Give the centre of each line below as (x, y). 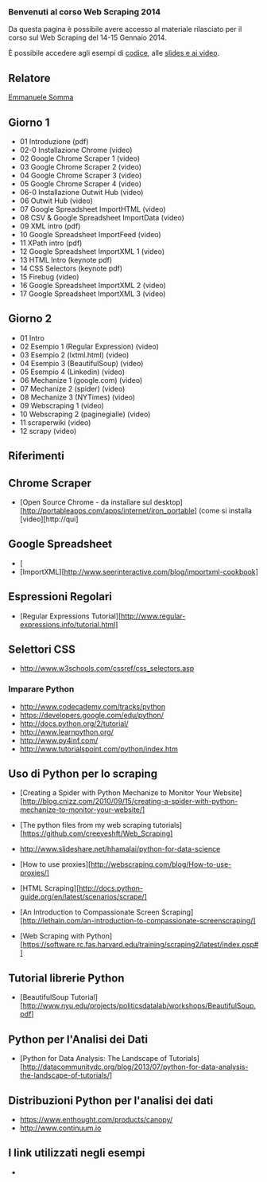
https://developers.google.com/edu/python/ (92, 715)
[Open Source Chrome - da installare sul (86, 502)
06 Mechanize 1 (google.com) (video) (81, 380)
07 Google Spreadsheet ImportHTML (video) (93, 209)
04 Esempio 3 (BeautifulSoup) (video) (81, 363)
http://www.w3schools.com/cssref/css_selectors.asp (107, 669)
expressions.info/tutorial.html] (69, 624)
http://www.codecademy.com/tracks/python (92, 706)
